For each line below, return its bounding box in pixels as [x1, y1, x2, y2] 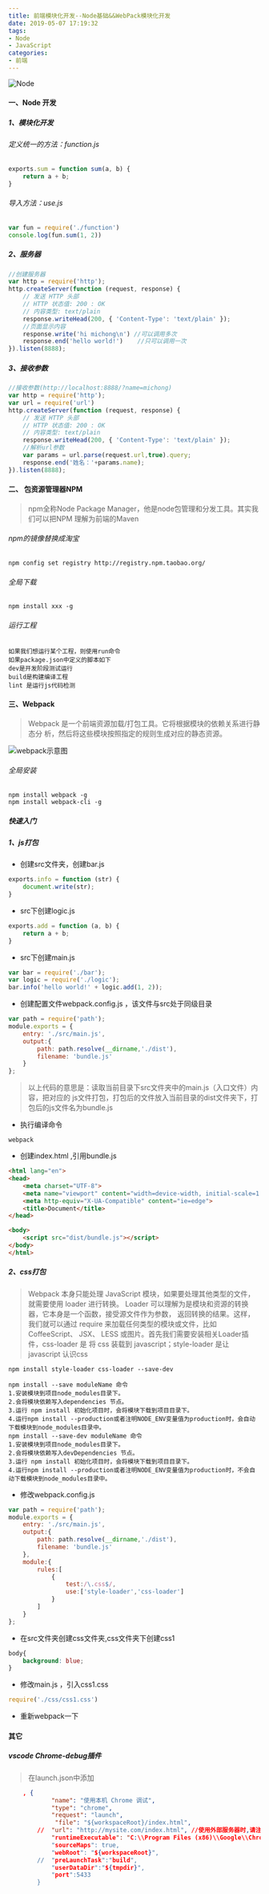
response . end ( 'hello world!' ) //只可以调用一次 [22, 337, 187, 345]
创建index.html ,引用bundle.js [19, 1151, 118, 1161]
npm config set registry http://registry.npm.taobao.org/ [8, 559, 206, 567]
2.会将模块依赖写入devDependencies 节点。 [8, 1449, 139, 1457]
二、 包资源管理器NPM [8, 484, 83, 494]
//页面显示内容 [22, 322, 66, 330]
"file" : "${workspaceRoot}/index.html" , [54, 1818, 192, 1827]
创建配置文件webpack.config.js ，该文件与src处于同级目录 [19, 999, 213, 1009]
